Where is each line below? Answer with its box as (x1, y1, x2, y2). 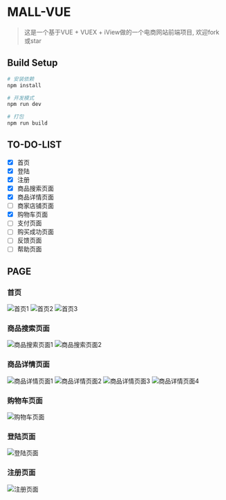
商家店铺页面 (17, 202, 54, 210)
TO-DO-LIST (7, 139, 62, 151)
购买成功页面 (17, 228, 54, 236)
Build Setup (7, 57, 58, 69)
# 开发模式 (7, 94, 35, 101)
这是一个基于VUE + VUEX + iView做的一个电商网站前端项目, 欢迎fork (23, 28, 220, 36)
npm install (7, 82, 41, 89)
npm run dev (7, 101, 41, 108)
